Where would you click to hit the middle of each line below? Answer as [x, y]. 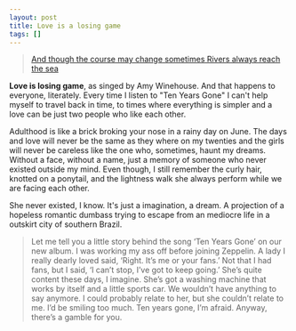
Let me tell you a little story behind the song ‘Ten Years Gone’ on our [156, 242]
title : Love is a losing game [65, 26]
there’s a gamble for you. [76, 318]
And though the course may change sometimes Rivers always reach [156, 60]
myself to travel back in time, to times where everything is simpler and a [141, 105]
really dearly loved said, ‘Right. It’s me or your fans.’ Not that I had [151, 261]
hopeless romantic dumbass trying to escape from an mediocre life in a [140, 215]
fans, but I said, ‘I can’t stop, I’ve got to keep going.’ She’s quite [146, 270]
